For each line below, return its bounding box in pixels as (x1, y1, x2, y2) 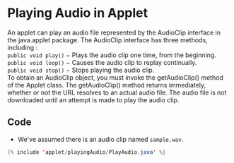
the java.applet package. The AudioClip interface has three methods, (7, 35, 208, 44)
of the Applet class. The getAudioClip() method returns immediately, (7, 80, 206, 89)
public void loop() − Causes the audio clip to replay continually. (7, 58, 197, 66)
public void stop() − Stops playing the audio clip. (7, 66, 155, 74)
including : (7, 43, 38, 52)
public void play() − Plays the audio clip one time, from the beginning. (7, 51, 217, 59)
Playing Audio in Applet (7, 5, 148, 21)
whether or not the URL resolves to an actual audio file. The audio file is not (7, 88, 227, 97)
